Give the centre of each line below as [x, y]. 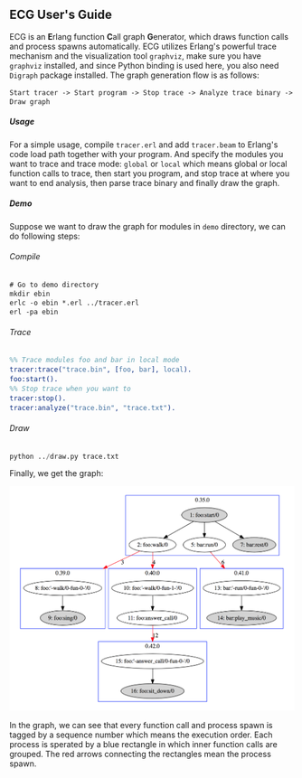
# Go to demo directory [54, 285]
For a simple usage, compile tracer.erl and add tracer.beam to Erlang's [144, 145]
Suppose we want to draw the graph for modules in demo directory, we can [148, 226]
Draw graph [30, 102]
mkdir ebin [30, 294]
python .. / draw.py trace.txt [64, 456]
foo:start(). [34, 379]
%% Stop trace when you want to [70, 389]
